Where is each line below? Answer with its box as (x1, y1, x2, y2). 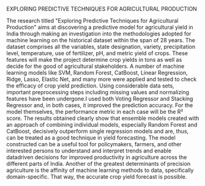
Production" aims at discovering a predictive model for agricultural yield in (6, 24, 194, 31)
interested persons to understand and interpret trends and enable (6, 147, 172, 154)
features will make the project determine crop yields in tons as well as (6, 56, 182, 63)
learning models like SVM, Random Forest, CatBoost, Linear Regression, (6, 69, 188, 76)
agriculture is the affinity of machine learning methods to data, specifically (6, 166, 194, 174)
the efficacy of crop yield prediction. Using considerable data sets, (6, 82, 174, 89)
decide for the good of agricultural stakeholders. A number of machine (6, 62, 185, 70)
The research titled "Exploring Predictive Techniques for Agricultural (6, 17, 179, 24)
